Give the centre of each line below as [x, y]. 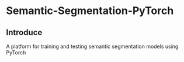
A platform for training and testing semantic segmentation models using [92, 46]
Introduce [24, 32]
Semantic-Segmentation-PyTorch [90, 11]
